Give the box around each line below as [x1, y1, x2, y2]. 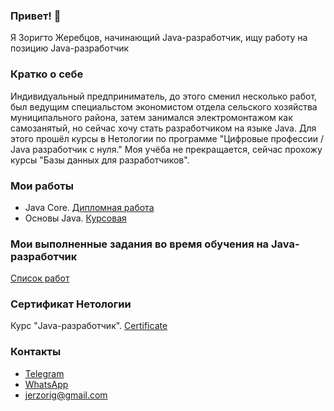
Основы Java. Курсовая [24, 212, 127, 224]
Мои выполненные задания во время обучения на [10, 237, 270, 251]
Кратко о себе [10, 67, 84, 81]
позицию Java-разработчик [10, 42, 130, 54]
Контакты [10, 345, 62, 359]
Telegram [24, 367, 65, 379]
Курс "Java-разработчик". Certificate [10, 320, 168, 332]
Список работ [10, 272, 70, 284]
